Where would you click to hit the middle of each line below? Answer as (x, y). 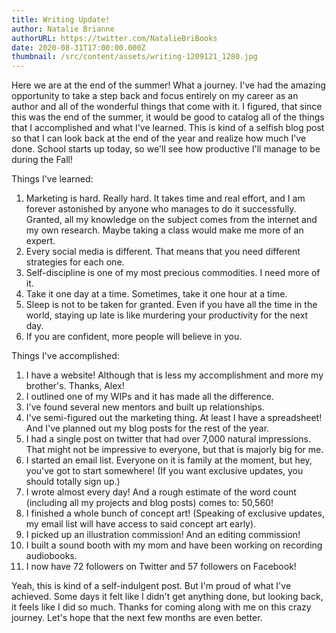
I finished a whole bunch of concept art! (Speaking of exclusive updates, (175, 513)
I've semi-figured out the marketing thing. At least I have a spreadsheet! (174, 418)
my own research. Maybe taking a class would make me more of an (164, 230)
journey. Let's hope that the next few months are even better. (137, 618)
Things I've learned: (52, 179)
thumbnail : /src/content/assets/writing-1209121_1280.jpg (134, 57)
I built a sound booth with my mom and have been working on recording (174, 545)
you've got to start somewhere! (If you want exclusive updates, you (164, 471)
